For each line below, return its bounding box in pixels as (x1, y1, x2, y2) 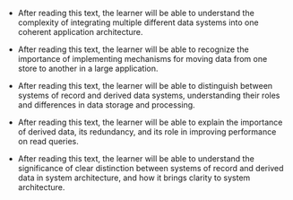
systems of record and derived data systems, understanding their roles (17, 90, 280, 100)
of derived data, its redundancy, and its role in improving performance (17, 126, 277, 137)
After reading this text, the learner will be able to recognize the (17, 44, 249, 55)
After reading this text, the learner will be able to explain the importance (17, 117, 283, 127)
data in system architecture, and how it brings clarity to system (17, 172, 251, 183)
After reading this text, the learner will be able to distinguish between (17, 81, 273, 91)
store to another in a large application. (17, 63, 159, 74)
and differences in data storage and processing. (17, 100, 195, 110)
